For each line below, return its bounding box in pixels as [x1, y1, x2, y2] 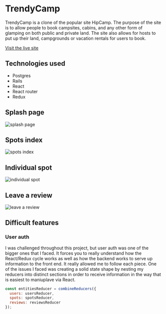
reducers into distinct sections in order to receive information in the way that [5, 271, 161, 277]
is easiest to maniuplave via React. [5, 277, 76, 283]
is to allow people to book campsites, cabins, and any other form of [5, 24, 143, 30]
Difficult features [5, 218, 59, 227]
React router [12, 88, 38, 95]
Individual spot [5, 163, 52, 172]
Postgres [12, 73, 31, 79]
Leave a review [5, 191, 53, 200]
